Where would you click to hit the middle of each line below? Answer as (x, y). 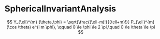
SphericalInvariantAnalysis (60, 9)
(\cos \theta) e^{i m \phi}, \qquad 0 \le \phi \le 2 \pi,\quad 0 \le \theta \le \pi (81, 27)
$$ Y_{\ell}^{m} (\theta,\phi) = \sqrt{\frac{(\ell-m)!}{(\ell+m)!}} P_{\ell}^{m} (81, 22)
